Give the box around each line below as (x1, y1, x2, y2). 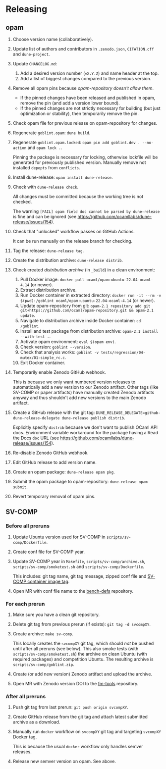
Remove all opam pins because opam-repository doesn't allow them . (12, 85, 154, 91)
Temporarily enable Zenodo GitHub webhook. (12, 369, 106, 375)
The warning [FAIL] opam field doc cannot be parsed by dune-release (12, 208, 160, 214)
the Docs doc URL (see (12, 435, 59, 441)
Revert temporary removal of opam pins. (12, 494, 96, 499)
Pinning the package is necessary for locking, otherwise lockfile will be (12, 154, 158, 160)
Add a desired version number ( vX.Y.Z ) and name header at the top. (20, 70, 159, 76)
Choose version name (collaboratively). (12, 36, 93, 42)
